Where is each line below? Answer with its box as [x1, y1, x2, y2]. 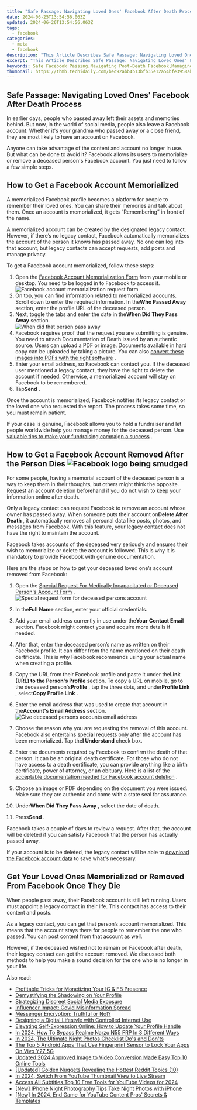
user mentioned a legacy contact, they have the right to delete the [15, 366, 174, 373]
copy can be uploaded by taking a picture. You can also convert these [15, 348, 184, 355]
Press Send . [15, 813, 45, 820]
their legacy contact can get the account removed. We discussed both [6, 950, 176, 957]
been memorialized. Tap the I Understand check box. [15, 737, 143, 744]
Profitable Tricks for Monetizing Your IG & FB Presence [15, 985, 147, 992]
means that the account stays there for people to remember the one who [6, 926, 182, 933]
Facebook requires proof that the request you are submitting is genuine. [15, 329, 189, 336]
